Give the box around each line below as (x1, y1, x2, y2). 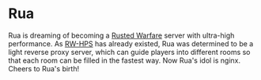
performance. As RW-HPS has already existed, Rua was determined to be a (8, 38, 254, 48)
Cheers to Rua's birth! (8, 64, 80, 73)
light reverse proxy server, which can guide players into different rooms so (8, 47, 251, 56)
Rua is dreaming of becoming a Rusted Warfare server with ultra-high (8, 31, 235, 40)
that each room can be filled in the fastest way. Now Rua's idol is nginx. (8, 56, 241, 65)
